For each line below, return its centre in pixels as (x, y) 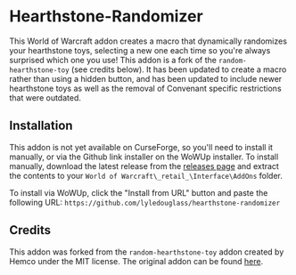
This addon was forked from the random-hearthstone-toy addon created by (147, 252)
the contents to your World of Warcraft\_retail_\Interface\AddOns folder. (146, 175)
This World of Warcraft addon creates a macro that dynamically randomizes (148, 41)
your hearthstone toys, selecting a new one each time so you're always (140, 50)
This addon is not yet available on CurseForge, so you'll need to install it (141, 147)
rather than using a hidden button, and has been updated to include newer (146, 78)
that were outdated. (45, 97)
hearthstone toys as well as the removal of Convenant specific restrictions (146, 88)
